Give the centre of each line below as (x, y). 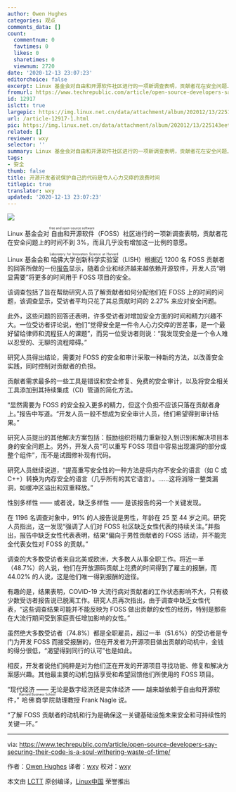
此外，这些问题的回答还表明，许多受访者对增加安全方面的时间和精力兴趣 (112, 316)
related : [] (25, 132)
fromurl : (20, 92)
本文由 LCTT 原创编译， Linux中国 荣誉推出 (69, 781)
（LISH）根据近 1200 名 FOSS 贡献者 (172, 260)
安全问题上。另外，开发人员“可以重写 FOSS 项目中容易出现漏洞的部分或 (123, 446)
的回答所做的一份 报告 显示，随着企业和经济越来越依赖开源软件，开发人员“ (113, 268)
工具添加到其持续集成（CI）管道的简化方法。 (72, 390)
